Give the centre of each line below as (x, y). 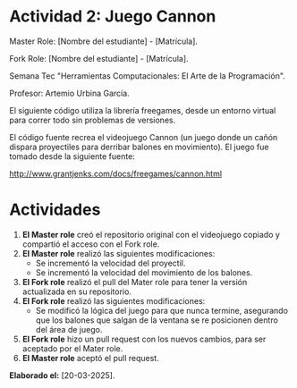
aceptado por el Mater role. (72, 348)
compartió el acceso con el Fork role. (91, 244)
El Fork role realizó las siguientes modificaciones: (114, 300)
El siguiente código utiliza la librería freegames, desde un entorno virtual (143, 110)
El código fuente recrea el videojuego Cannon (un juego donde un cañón (144, 137)
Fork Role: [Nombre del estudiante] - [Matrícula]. (99, 58)
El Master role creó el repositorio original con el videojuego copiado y (151, 234)
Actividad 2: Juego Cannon (113, 17)
